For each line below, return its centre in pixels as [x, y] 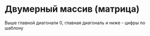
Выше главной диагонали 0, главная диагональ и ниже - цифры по [75, 23]
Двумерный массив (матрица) [72, 9]
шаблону [14, 28]
